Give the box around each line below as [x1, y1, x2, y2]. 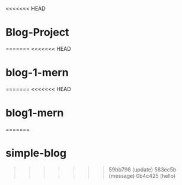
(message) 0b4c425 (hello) [108, 172, 176, 179]
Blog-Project [5, 26, 69, 39]
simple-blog [5, 147, 66, 160]
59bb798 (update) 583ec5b [108, 165, 177, 173]
